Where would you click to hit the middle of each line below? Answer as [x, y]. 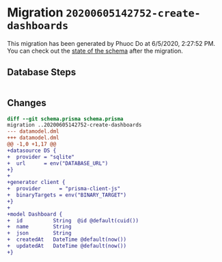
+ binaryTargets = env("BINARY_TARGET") [67, 195]
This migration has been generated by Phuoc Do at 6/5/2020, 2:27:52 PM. [111, 43]
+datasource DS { [32, 150]
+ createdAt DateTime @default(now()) [67, 240]
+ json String [39, 233]
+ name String [39, 227]
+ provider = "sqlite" [41, 157]
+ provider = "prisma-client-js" [64, 189]
